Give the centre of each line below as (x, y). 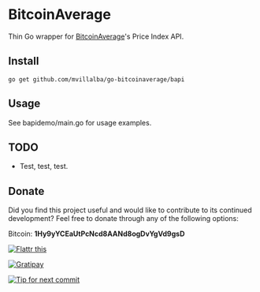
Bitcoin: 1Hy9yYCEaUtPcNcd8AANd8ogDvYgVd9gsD (97, 234)
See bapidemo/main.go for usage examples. (80, 122)
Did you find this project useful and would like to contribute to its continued (130, 210)
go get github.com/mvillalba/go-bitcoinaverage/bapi (97, 79)
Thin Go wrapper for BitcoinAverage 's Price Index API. (96, 36)
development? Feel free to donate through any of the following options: (123, 219)
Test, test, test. (44, 167)
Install (24, 61)
